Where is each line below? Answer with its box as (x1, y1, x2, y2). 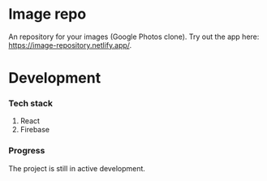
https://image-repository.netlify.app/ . (8, 40, 132, 50)
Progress (8, 145, 45, 157)
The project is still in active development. (8, 163, 146, 173)
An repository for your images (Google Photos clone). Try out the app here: (8, 32, 260, 41)
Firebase (19, 125, 50, 135)
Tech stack (8, 98, 53, 110)
